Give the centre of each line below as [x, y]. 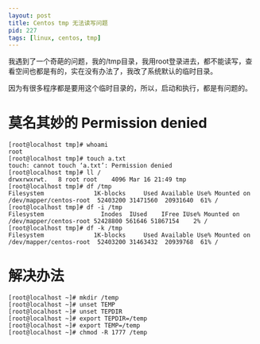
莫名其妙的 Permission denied [108, 123]
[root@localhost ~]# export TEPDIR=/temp [78, 319]
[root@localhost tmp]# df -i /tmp [66, 207]
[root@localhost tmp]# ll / [55, 173]
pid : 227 [23, 30]
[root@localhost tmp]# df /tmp [60, 187]
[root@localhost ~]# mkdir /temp [64, 298]
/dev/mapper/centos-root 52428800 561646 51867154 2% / [108, 222]
